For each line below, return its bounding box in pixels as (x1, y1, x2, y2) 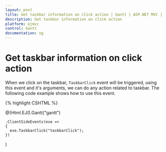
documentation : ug (5, 31, 44, 36)
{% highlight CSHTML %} (5, 100, 58, 106)
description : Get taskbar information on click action (5, 17, 122, 22)
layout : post (5, 7, 33, 13)
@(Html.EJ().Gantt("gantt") (5, 109, 61, 115)
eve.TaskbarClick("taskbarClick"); (10, 128, 84, 133)
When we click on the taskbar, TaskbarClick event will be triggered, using (5, 79, 157, 85)
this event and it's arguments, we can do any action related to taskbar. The (5, 85, 159, 91)
